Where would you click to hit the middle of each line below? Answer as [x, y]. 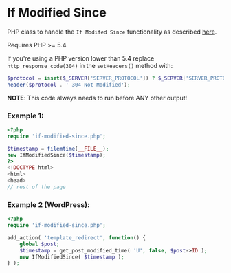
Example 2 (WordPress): [48, 204]
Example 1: [25, 116]
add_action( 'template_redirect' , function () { [77, 238]
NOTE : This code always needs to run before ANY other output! [97, 98]
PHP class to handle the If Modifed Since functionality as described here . [112, 32]
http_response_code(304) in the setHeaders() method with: [90, 65]
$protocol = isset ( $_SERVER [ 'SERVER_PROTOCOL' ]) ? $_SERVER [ [97, 78]
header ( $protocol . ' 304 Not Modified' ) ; [69, 85]
